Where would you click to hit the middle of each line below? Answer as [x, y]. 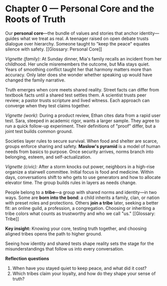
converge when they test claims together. [48, 105]
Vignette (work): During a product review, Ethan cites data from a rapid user [83, 115]
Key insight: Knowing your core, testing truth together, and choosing [76, 228]
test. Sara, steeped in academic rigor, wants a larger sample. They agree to [82, 120]
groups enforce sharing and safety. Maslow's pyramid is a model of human [83, 146]
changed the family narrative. [35, 80]
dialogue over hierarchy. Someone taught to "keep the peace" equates [78, 43]
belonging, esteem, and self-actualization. [48, 157]
